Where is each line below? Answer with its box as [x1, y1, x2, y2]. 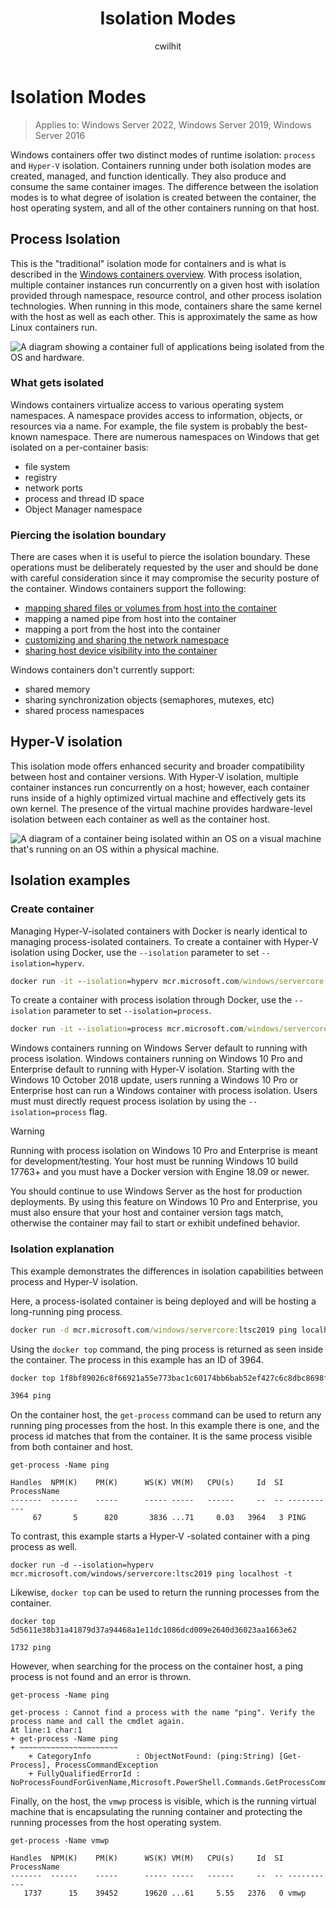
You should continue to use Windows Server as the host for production [10, 1185, 303, 1197]
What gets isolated [10, 376, 104, 390]
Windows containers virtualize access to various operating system [10, 398, 284, 411]
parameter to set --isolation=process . [53, 1005, 212, 1017]
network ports [24, 482, 84, 494]
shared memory [24, 683, 91, 696]
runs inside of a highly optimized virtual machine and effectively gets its [10, 792, 307, 804]
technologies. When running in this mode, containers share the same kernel [10, 300, 322, 312]
